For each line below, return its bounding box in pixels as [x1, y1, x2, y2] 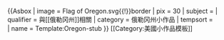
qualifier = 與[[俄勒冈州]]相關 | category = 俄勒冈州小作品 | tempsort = [7, 15, 213, 24]
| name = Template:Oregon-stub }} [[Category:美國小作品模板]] [7, 24, 193, 32]
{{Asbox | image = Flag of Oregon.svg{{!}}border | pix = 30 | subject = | [7, 7, 218, 15]
